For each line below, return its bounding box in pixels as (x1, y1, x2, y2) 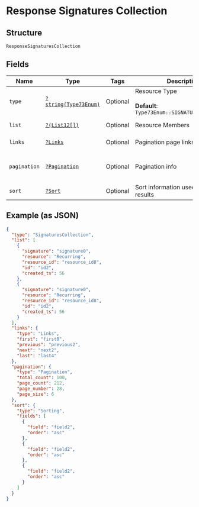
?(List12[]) (45, 121, 79, 128)
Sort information (135, 183, 181, 191)
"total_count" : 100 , (17, 374, 68, 381)
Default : (135, 102, 158, 110)
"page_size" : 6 (17, 391, 54, 397)
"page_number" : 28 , (17, 386, 65, 392)
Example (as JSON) (6, 211, 79, 221)
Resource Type (135, 87, 178, 95)
